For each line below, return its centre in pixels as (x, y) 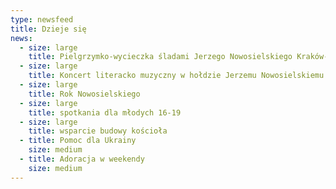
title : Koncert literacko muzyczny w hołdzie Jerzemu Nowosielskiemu (176, 76)
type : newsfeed (42, 19)
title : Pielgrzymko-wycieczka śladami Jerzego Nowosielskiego (160, 57)
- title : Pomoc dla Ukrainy (78, 141)
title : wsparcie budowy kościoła (98, 131)
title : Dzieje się (48, 29)
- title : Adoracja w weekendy (82, 159)
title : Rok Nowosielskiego (84, 94)
